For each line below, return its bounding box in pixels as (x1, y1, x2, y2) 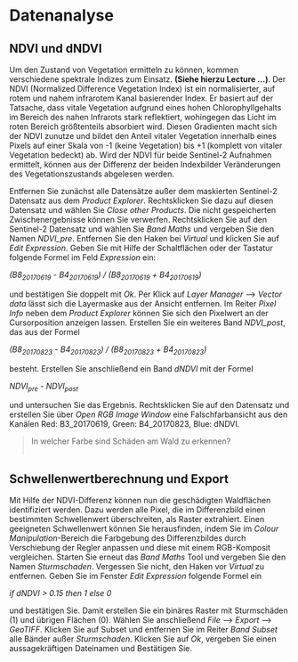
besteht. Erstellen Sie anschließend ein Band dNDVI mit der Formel (9, 363, 254, 374)
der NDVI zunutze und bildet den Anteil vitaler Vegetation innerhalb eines (9, 131, 278, 141)
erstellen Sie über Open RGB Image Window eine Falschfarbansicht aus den (9, 409, 288, 420)
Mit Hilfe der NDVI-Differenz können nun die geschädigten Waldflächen (9, 495, 271, 506)
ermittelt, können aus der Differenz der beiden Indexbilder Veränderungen (9, 159, 281, 169)
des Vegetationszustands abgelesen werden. (9, 168, 175, 179)
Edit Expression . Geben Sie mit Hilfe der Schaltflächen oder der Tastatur (9, 242, 273, 253)
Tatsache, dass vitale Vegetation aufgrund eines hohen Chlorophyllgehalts (9, 102, 282, 112)
